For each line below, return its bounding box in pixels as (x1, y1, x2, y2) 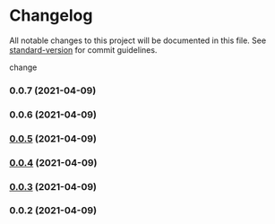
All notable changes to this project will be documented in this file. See (9, 35, 267, 46)
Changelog (9, 5, 93, 26)
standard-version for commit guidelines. (9, 44, 158, 55)
